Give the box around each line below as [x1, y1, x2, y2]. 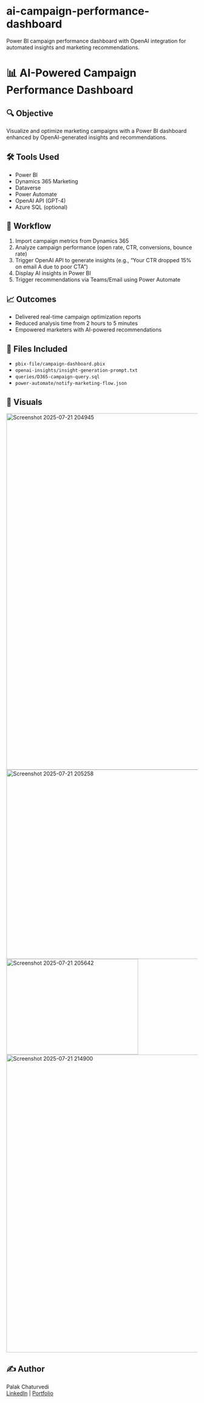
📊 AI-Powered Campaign [6, 66, 137, 80]
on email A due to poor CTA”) [15, 263, 88, 270]
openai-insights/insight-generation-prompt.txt [15, 367, 138, 374]
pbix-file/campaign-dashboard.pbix [15, 361, 106, 367]
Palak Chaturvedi [6, 1383, 50, 1390]
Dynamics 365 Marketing [15, 177, 78, 185]
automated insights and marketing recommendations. [6, 44, 140, 51]
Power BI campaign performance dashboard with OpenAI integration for [6, 37, 186, 44]
